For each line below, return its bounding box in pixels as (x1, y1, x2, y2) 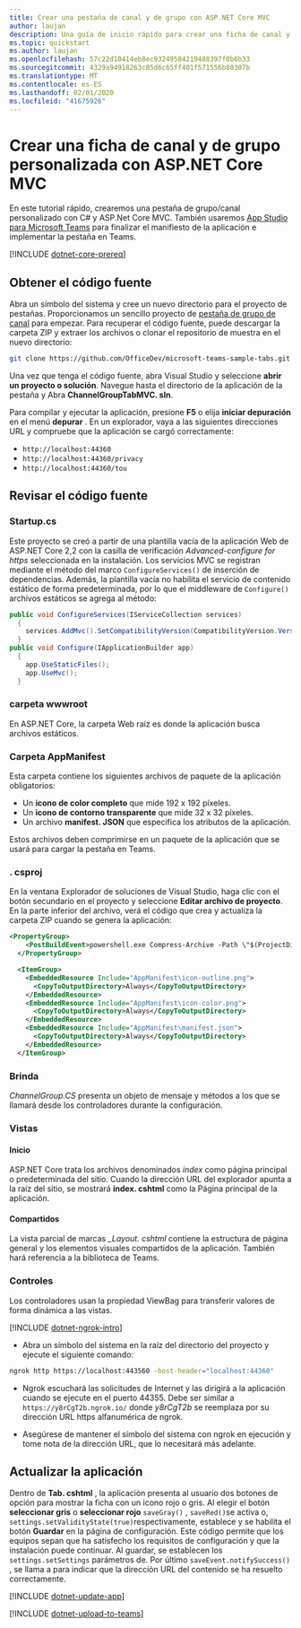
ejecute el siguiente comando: (21, 1349, 134, 1360)
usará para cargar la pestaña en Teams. (9, 844, 156, 855)
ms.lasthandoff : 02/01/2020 (9, 88, 115, 97)
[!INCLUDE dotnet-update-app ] (9, 1591, 125, 1602)
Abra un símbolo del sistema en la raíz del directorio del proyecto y (21, 1339, 270, 1350)
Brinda (9, 1069, 39, 1082)
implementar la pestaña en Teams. (9, 231, 137, 242)
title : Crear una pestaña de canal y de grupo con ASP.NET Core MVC (9, 13, 271, 22)
